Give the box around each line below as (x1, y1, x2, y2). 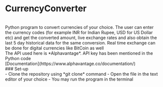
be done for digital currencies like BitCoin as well (5, 45, 104, 51)
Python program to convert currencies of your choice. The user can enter (5, 24, 154, 30)
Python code (5, 55, 31, 61)
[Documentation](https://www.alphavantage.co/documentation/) (5, 61, 136, 66)
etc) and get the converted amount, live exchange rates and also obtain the (5, 35, 157, 41)
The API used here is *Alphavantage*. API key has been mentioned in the (5, 50, 153, 56)
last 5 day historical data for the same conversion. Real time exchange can (5, 40, 156, 45)
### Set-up (5, 65, 28, 71)
